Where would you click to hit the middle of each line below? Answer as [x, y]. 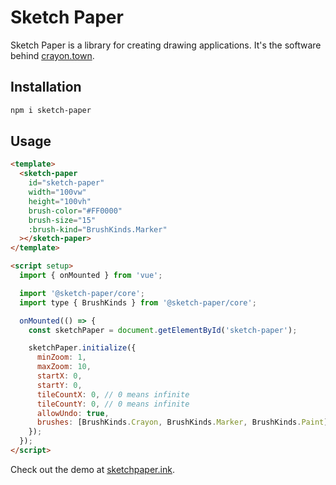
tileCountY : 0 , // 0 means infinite [113, 404]
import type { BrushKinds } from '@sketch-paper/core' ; [138, 302]
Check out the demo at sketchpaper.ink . [92, 469]
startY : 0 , [59, 385]
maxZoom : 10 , [64, 367]
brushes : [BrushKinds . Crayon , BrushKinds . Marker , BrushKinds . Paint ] [182, 422]
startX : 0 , [59, 376]
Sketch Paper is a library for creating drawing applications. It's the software [166, 45]
